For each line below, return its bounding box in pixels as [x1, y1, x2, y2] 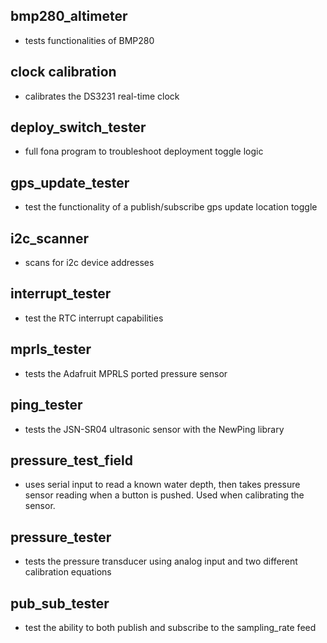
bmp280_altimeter [10, 8, 128, 25]
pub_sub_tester [10, 595, 110, 612]
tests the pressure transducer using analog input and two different [24, 555, 298, 568]
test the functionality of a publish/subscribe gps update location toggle [24, 201, 318, 213]
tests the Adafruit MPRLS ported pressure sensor [24, 367, 228, 379]
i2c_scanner [10, 230, 89, 247]
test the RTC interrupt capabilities [24, 312, 164, 324]
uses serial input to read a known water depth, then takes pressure [24, 479, 301, 491]
